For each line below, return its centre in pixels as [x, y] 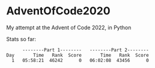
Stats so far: [21, 39]
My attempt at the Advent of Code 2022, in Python [69, 27]
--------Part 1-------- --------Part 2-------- [85, 50]
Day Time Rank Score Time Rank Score [77, 55]
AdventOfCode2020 [58, 11]
